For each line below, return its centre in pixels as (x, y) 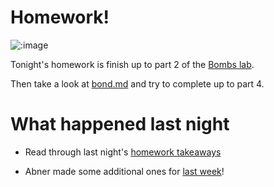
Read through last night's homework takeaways (123, 152)
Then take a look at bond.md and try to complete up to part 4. (137, 83)
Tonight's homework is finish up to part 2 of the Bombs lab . (132, 64)
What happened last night (120, 124)
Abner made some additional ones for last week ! (124, 171)
